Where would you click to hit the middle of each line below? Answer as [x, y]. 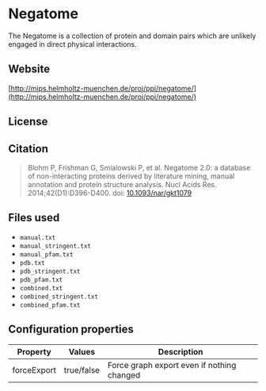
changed [124, 375]
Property [34, 351]
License [28, 122]
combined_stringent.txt [59, 297]
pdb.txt [32, 263]
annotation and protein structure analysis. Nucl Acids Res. [122, 184]
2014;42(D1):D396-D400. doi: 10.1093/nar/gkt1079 [110, 193]
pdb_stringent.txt [50, 271]
